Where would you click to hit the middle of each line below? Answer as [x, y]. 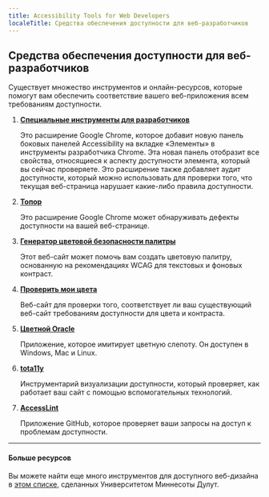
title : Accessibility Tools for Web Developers [89, 16]
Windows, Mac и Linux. [58, 353]
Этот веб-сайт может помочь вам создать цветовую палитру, [126, 257]
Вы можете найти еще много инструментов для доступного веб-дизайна [133, 475]
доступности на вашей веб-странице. [84, 226]
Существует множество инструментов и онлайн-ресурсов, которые [125, 87]
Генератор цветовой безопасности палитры [98, 242]
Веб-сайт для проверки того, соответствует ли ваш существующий [136, 305]
